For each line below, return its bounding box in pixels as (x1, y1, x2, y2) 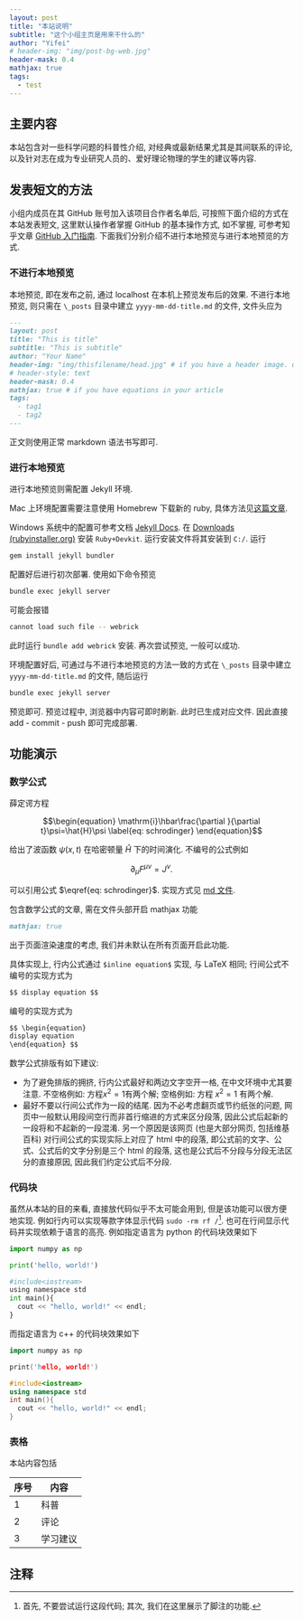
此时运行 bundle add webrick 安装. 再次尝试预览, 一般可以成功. (9, 639, 241, 651)
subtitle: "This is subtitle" (9, 344, 124, 353)
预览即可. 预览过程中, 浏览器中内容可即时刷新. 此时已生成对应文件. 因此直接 (9, 706, 289, 717)
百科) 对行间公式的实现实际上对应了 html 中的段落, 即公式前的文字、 (22, 1134, 275, 1144)
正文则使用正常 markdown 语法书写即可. (9, 436, 159, 447)
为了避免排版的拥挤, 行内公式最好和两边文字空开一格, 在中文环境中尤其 (22, 1077, 285, 1088)
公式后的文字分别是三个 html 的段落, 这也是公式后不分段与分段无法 (38, 1144, 286, 1155)
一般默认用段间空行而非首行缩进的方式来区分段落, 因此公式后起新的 (38, 1111, 289, 1122)
